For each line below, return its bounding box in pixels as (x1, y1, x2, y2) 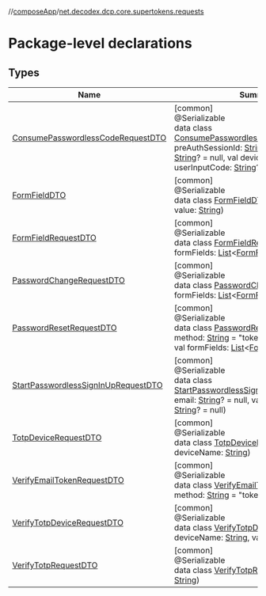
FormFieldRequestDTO (12, 233, 97, 243)
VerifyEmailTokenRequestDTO (12, 475, 124, 485)
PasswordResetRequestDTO (12, 322, 117, 333)
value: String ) (173, 205, 224, 215)
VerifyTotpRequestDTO (12, 560, 98, 571)
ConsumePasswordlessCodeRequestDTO (12, 132, 167, 143)
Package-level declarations (8, 35, 192, 52)
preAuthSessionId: (173, 142, 243, 153)
